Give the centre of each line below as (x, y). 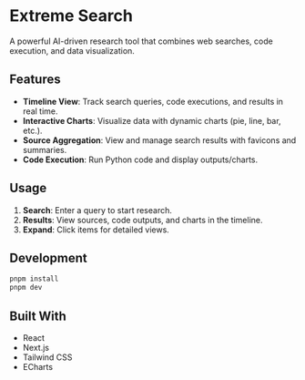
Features (35, 80)
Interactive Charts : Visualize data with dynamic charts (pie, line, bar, (152, 120)
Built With (38, 316)
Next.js (36, 347)
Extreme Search (71, 16)
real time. (40, 111)
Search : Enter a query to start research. (97, 210)
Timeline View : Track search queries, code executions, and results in (153, 101)
